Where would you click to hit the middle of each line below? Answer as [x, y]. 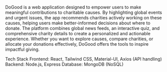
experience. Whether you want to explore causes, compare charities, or [79, 39]
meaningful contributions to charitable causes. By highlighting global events [83, 12]
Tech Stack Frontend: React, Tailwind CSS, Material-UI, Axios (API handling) [83, 59]
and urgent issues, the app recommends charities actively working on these [83, 18]
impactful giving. [23, 49]
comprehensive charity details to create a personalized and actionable [78, 34]
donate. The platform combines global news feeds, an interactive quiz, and [82, 28]
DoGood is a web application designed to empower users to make [73, 7]
